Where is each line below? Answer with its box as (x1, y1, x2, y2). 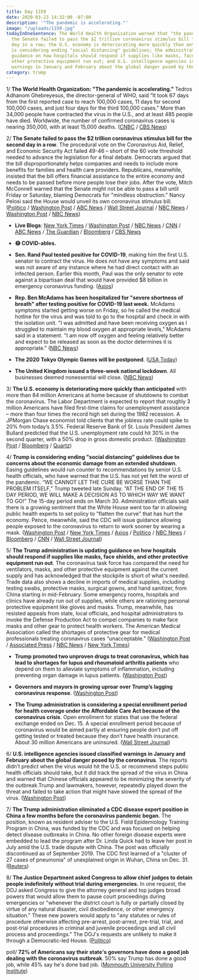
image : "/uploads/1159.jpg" (6, 25, 76, 31)
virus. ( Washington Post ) (6, 794, 66, 802)
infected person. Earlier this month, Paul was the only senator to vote (14, 270, 184, 277)
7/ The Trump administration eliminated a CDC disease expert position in (6, 806, 189, 813)
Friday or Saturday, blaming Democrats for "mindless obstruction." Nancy (6, 191, 185, 199)
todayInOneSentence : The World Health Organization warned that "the (6, 31, 182, 37)
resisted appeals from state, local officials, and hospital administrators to (6, 610, 184, 617)
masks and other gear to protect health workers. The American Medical (6, 623, 181, 630)
